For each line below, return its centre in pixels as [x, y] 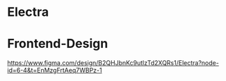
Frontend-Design [58, 44]
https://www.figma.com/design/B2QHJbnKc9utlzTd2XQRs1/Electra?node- [113, 63]
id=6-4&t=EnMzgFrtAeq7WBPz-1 [55, 71]
